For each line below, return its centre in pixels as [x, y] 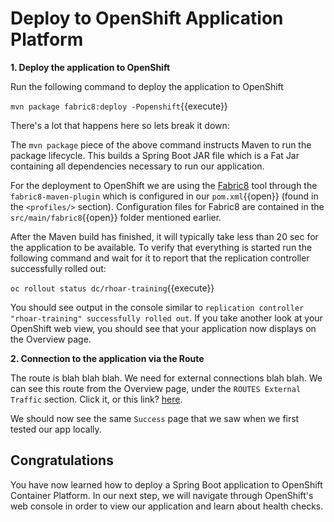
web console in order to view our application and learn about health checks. [167, 506]
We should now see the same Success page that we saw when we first [155, 418]
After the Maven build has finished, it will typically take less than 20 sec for [164, 236]
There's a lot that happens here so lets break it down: [120, 125]
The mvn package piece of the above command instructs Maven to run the [161, 144]
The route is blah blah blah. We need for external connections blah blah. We [166, 378]
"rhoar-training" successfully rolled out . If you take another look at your [166, 318]
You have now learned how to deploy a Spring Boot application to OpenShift [166, 484]
